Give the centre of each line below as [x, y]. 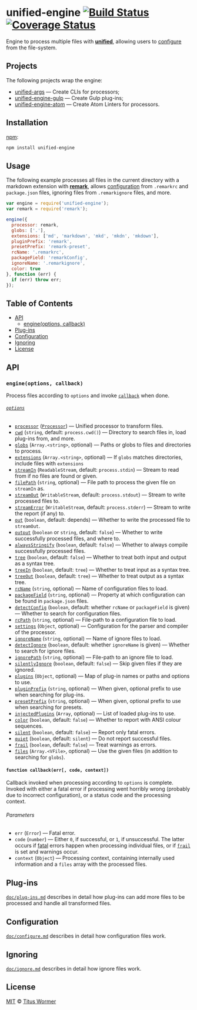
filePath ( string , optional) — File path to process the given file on [95, 482]
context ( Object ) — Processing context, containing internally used [94, 858]
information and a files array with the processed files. [81, 864]
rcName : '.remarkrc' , [38, 252]
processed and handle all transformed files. [59, 904]
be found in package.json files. [51, 601]
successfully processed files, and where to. [67, 539]
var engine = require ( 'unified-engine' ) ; [58, 204]
